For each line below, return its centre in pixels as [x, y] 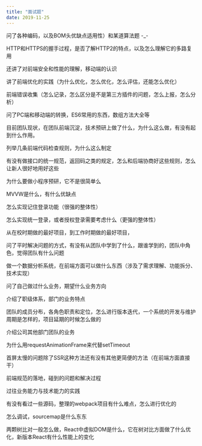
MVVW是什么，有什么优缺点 [41, 194]
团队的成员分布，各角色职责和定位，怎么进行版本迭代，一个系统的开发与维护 [101, 311]
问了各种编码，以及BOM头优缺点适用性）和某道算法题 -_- [77, 35]
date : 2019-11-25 [28, 18]
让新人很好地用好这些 [32, 168]
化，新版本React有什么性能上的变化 [50, 437]
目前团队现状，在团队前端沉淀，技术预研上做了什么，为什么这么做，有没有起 [101, 127]
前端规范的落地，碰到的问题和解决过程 [54, 378]
